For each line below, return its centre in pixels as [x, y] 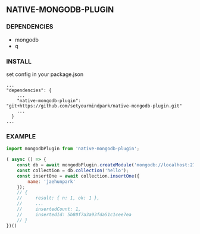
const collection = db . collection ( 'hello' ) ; [73, 170]
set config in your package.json [45, 74]
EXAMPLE [21, 136]
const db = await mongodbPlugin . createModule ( [76, 165]
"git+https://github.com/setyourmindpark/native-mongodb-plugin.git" [94, 106]
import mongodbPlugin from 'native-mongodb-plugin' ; [73, 149]
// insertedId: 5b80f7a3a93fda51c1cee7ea [74, 214]
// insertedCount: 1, [49, 209]
